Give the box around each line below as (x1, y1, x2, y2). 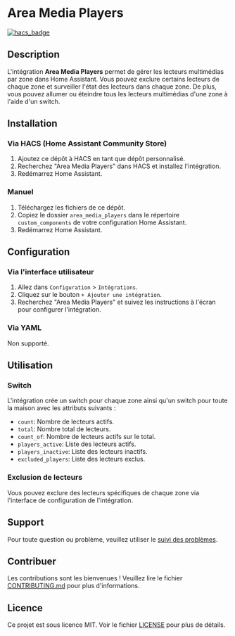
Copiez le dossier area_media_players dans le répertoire (17, 210, 180, 219)
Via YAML (7, 323, 42, 333)
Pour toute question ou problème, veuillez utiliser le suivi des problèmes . (7, 535, 218, 543)
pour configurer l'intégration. (17, 305, 102, 314)
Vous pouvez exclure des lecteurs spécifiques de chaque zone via (7, 488, 200, 497)
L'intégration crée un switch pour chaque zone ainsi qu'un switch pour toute (7, 396, 228, 405)
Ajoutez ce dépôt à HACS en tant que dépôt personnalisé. (17, 155, 185, 163)
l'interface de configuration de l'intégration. (7, 496, 134, 504)
